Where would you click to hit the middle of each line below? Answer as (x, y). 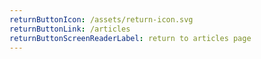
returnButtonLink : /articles (70, 29)
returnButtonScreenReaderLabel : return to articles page (130, 38)
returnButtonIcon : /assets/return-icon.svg (101, 19)
